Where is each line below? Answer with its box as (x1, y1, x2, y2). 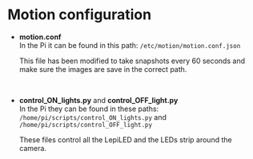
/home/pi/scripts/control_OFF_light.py (18, 121, 153, 129)
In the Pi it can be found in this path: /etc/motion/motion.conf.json (18, 40, 241, 50)
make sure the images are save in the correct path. (18, 64, 187, 74)
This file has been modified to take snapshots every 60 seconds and (18, 56, 246, 66)
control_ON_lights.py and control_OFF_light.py (18, 95, 179, 105)
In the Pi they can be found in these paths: (18, 104, 159, 113)
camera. (18, 143, 47, 153)
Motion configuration (7, 6, 152, 24)
